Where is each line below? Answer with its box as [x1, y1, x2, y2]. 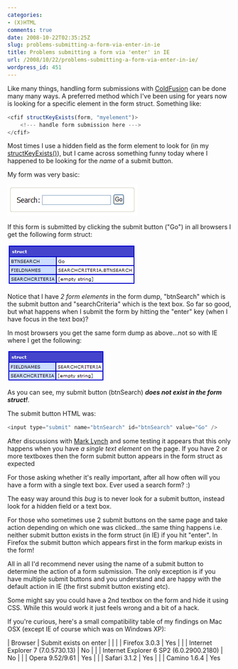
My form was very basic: [7, 170, 80, 179]
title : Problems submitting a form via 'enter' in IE [7, 49, 171, 56]
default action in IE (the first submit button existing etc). [7, 582, 171, 591]
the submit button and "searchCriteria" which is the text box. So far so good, [7, 300, 232, 309]
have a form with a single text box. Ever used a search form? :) [7, 481, 190, 490]
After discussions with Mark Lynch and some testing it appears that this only [7, 437, 231, 446]
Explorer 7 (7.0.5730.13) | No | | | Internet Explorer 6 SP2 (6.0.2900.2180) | [7, 646, 223, 655]
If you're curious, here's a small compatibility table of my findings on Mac [7, 617, 222, 626]
